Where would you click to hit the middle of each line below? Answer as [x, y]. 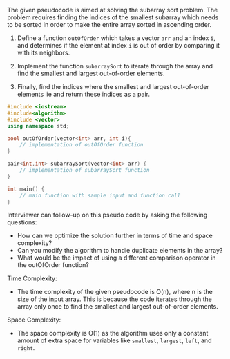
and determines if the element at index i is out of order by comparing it [118, 45]
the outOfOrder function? [53, 265]
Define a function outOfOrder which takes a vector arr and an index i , [116, 38]
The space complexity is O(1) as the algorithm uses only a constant [113, 333]
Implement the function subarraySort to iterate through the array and [115, 66]
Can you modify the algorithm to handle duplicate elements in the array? [120, 251]
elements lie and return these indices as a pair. [84, 94]
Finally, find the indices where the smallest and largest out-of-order [113, 87]
